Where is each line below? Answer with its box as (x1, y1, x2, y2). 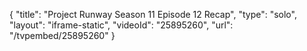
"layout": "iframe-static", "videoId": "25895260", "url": (9, 19, 234, 31)
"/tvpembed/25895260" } (9, 30, 116, 41)
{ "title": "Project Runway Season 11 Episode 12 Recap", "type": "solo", (9, 9, 297, 20)
